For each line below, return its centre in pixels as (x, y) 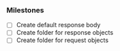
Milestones (25, 10)
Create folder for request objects (62, 40)
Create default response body (58, 25)
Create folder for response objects (65, 33)
